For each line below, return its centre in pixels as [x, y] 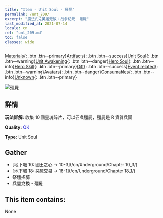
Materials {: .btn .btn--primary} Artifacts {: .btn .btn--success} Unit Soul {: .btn [82, 56]
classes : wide [20, 42]
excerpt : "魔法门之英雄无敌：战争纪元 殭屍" [47, 19]
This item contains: [35, 199]
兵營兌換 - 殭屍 [28, 183]
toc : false [16, 38]
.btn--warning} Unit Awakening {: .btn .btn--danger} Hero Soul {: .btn [73, 61]
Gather [16, 152]
